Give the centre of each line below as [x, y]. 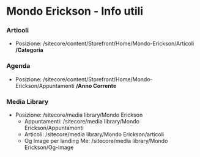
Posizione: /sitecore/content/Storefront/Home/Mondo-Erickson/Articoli [105, 43]
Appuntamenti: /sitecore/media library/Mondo [82, 122]
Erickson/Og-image [49, 147]
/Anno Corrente [96, 86]
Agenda [18, 66]
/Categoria [29, 50]
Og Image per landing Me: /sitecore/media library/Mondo [96, 141]
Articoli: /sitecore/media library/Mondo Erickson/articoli [94, 134]
